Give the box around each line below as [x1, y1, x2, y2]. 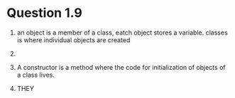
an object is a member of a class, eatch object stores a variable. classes [16, 28, 228, 37]
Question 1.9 [6, 5, 82, 21]
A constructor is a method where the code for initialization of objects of [16, 63, 226, 71]
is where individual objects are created [16, 35, 131, 44]
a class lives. [16, 71, 55, 79]
